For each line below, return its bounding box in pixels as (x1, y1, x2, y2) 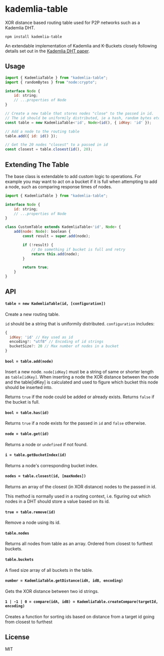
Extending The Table (5, 160, 69, 169)
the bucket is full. (5, 399, 40, 405)
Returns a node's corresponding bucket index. (5, 462, 99, 468)
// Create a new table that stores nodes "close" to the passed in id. (5, 111, 154, 116)
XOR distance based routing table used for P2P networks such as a (5, 20, 140, 25)
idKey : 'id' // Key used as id (9, 335, 73, 339)
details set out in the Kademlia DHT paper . (5, 48, 90, 54)
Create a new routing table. (5, 311, 60, 317)
